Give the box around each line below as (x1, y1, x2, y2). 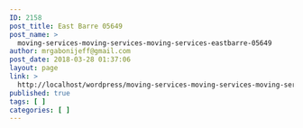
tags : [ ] (9, 96, 47, 106)
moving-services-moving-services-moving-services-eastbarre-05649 (17, 38, 272, 48)
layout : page (9, 64, 59, 73)
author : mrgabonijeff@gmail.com (9, 47, 131, 56)
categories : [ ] (9, 105, 70, 114)
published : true (9, 88, 70, 97)
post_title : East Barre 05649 (9, 22, 124, 31)
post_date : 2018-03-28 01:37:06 (9, 55, 131, 64)
